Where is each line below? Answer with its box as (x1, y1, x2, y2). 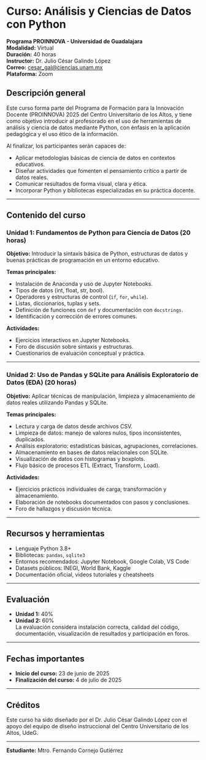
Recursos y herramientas (6, 528, 105, 539)
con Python (6, 17, 66, 31)
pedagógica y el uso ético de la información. (6, 130, 119, 137)
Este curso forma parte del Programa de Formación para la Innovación (6, 104, 184, 112)
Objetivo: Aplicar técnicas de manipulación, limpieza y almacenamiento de (6, 392, 195, 400)
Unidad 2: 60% (15, 617, 55, 625)
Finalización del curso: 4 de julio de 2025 (15, 676, 122, 684)
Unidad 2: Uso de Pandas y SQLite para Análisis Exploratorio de (6, 371, 199, 379)
